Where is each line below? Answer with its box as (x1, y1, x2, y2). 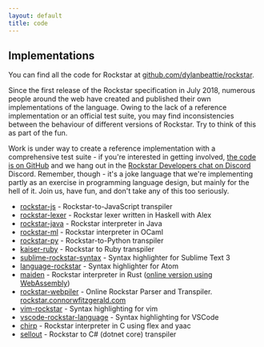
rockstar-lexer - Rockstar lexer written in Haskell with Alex (19, 210, 212, 220)
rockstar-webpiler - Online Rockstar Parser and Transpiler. (19, 287, 213, 297)
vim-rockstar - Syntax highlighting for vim (19, 304, 158, 313)
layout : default (8, 11, 62, 20)
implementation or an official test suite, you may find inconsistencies (8, 111, 234, 121)
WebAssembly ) (19, 278, 70, 288)
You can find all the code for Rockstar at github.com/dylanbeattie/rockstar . (8, 70, 254, 80)
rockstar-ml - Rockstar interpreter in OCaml (19, 228, 164, 237)
